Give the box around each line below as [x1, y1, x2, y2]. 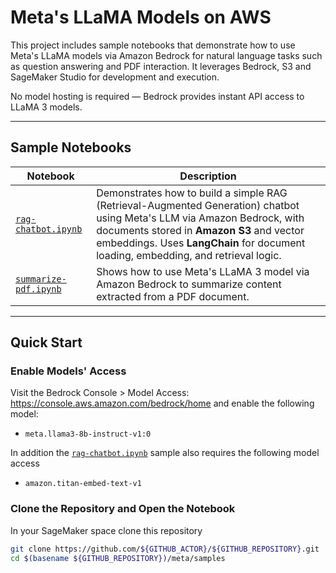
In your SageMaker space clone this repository [10, 524, 203, 536]
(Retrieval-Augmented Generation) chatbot [96, 198, 300, 212]
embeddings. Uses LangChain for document [96, 236, 306, 250]
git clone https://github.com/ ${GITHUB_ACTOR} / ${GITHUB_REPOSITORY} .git [10, 544, 320, 554]
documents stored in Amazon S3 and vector [96, 223, 305, 237]
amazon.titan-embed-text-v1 [24, 479, 142, 489]
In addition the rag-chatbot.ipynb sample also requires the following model [10, 447, 320, 459]
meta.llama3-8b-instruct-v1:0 [24, 429, 152, 440]
